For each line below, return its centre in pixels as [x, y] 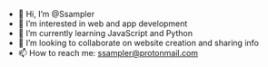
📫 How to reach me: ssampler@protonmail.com [108, 53]
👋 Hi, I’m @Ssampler [56, 14]
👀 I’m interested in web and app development [103, 24]
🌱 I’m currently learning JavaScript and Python [105, 33]
